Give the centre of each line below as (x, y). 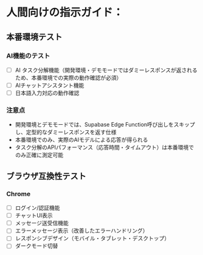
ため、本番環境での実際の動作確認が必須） (68, 77)
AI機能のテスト (28, 55)
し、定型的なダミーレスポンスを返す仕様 (66, 132)
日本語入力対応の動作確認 (47, 93)
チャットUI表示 (34, 215)
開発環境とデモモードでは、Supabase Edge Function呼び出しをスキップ (105, 125)
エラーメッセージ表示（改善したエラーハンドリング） (81, 231)
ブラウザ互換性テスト (46, 176)
